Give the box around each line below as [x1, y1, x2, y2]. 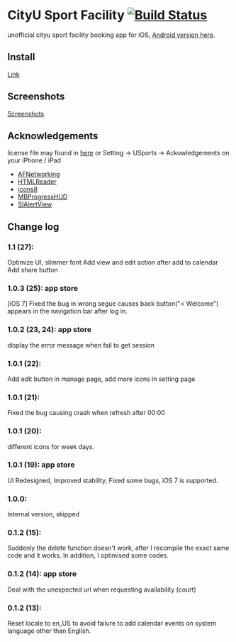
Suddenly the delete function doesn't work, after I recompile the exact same [7, 543, 230, 553]
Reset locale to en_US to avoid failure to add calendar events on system [7, 619, 217, 628]
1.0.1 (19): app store [7, 460, 75, 470]
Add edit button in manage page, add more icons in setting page [7, 375, 196, 383]
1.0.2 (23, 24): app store [7, 325, 92, 335]
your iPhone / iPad [7, 156, 62, 165]
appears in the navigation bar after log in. [7, 307, 128, 316]
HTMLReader [17, 177, 57, 186]
